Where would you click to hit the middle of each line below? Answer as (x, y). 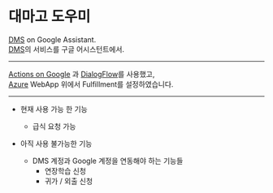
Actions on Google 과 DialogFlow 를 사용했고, (82, 74)
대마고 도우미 (50, 17)
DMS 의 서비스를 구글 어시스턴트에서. (66, 49)
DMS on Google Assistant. (52, 39)
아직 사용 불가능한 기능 (56, 144)
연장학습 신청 (65, 170)
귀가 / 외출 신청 (69, 181)
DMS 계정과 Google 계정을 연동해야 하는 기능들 (108, 161)
